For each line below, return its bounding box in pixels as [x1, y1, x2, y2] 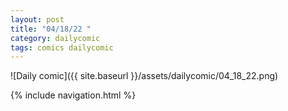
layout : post [10, 14, 65, 25]
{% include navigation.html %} [10, 89, 137, 101]
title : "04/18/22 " [10, 24, 92, 34]
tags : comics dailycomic [10, 42, 114, 53]
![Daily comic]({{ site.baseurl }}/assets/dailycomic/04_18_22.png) [10, 70, 279, 82]
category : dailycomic [10, 33, 101, 43]
